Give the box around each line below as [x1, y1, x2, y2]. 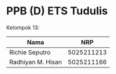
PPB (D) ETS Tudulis [6, 4, 108, 18]
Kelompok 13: [6, 24, 40, 31]
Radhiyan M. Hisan [9, 58, 62, 66]
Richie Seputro [9, 48, 51, 56]
